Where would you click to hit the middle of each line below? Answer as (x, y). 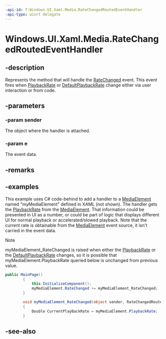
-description (25, 68)
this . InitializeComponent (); (62, 284)
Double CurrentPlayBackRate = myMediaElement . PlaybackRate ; (95, 311)
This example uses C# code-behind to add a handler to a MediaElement (78, 199)
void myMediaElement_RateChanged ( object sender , (74, 302)
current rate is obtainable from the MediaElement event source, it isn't (76, 225)
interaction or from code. (30, 90)
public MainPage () (24, 274)
